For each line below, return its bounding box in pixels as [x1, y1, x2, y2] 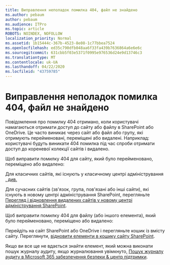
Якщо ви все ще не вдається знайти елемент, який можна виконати [5, 243, 153, 249]
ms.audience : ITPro [5, 21, 47, 27]
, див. [5, 176, 17, 182]
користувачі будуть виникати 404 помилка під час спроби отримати [5, 140, 155, 146]
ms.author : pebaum [5, 12, 44, 17]
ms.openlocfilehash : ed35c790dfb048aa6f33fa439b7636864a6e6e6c [5, 45, 143, 50]
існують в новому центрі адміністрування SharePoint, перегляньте [5, 192, 150, 198]
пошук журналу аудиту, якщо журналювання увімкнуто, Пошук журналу [5, 248, 164, 254]
